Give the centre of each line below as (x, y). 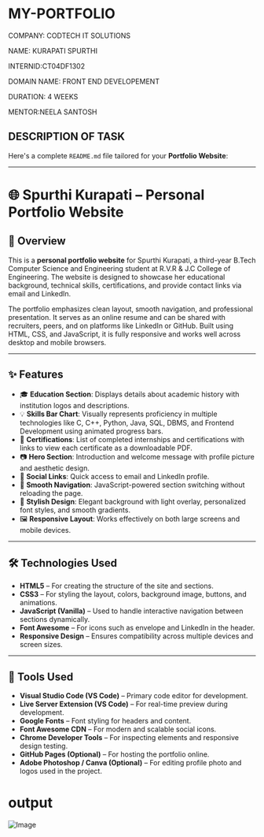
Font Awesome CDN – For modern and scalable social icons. (118, 729)
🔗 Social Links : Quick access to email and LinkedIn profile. (114, 476)
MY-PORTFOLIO (62, 14)
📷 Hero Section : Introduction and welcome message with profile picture (137, 456)
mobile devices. (45, 530)
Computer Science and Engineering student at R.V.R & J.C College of (119, 268)
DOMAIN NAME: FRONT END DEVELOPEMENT (84, 81)
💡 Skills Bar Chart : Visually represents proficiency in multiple (118, 414)
